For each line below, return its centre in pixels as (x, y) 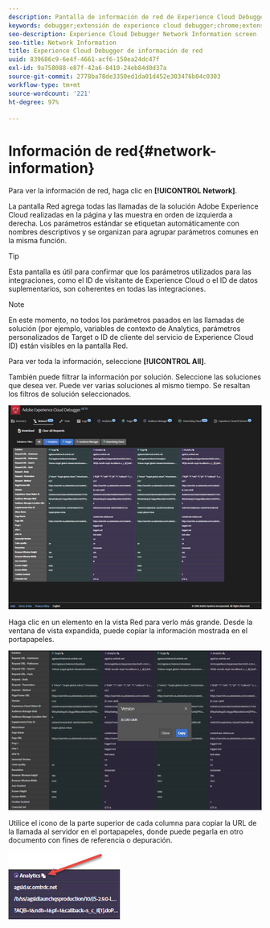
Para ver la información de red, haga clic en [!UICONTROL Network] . (123, 191)
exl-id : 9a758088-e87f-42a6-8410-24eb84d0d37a (88, 68)
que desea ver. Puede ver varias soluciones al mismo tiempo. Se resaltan (129, 386)
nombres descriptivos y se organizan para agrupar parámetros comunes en (133, 232)
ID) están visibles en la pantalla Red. (68, 346)
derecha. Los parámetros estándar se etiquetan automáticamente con (124, 224)
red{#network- (166, 151)
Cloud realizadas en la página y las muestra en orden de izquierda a (121, 215)
